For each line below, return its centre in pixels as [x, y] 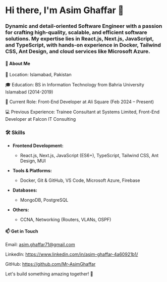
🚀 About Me [18, 63]
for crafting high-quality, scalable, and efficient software [76, 32]
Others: [21, 210]
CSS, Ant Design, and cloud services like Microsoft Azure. [78, 52]
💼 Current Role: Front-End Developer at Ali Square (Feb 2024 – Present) [80, 102]
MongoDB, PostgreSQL [44, 200]
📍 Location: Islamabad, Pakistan [38, 75]
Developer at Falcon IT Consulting [41, 119]
